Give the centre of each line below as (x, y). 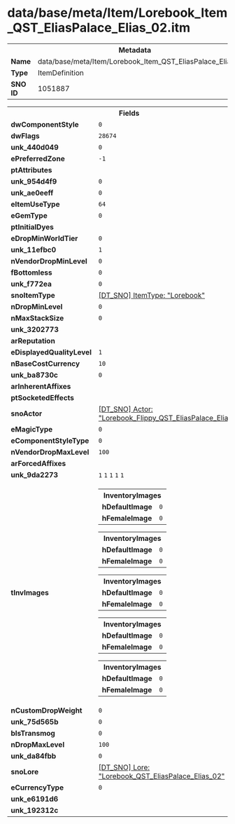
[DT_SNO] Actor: (126, 409)
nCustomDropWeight (47, 710)
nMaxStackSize (37, 318)
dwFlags (25, 136)
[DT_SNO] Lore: (124, 767)
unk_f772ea (31, 284)
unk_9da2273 (34, 474)
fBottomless (31, 273)
